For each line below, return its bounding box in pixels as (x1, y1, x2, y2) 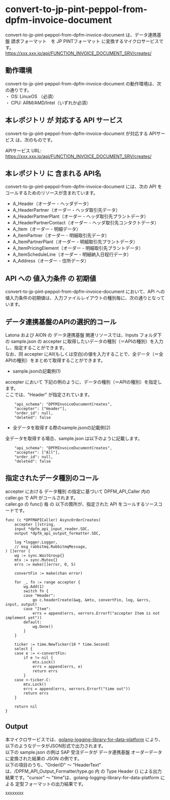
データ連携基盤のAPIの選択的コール (5, 317, 117, 326)
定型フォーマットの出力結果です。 (15, 781, 86, 787)
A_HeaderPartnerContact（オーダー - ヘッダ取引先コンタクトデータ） (12, 220, 159, 226)
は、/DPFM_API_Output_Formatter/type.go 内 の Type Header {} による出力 (5, 768, 162, 774)
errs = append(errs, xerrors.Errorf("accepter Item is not (32, 611, 160, 616)
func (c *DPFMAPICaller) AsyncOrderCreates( (5, 517, 101, 522)
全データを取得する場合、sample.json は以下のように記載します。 (5, 436, 143, 441)
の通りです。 (5, 87, 32, 93)
